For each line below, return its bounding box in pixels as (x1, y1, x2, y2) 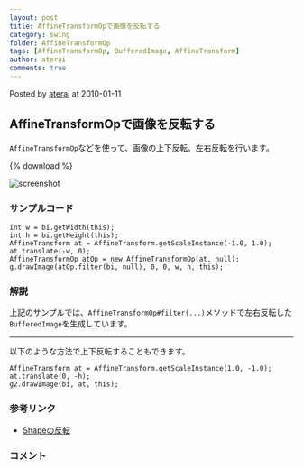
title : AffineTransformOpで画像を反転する (9, 22, 161, 31)
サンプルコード (9, 202, 74, 215)
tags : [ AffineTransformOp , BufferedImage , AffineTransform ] (9, 47, 241, 56)
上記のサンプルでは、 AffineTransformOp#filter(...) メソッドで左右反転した (9, 308, 293, 318)
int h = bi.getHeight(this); (9, 231, 119, 240)
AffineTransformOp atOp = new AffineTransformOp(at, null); (9, 254, 241, 263)
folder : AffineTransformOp (9, 38, 111, 48)
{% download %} (9, 160, 74, 171)
